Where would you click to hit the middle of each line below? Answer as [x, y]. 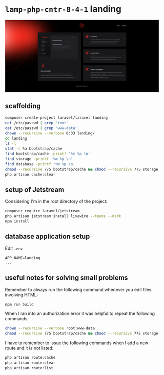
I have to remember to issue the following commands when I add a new [77, 343]
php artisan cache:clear [30, 175]
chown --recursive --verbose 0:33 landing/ [50, 133]
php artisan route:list [29, 368]
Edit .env [14, 248]
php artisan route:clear [30, 363]
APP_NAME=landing [23, 258]
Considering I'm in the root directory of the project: [56, 201]
